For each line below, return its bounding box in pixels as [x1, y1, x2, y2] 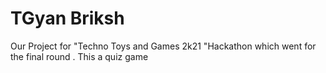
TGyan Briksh [10, 7, 125, 30]
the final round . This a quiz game [10, 50, 149, 62]
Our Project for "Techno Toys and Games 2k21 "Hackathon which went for [10, 40, 317, 52]
